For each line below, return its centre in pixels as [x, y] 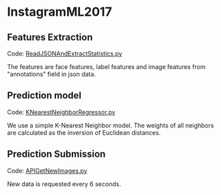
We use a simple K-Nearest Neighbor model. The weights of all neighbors [110, 125]
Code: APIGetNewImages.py [47, 170]
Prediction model [44, 95]
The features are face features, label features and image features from [106, 67]
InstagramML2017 [60, 12]
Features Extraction [50, 37]
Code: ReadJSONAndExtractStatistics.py [65, 53]
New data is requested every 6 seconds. [64, 184]
